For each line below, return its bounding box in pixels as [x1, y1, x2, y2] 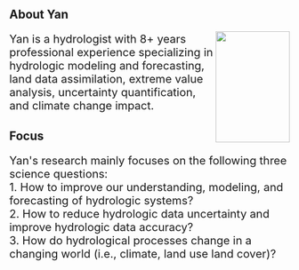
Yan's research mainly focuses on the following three [9, 153, 287, 168]
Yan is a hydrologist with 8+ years [9, 32, 187, 47]
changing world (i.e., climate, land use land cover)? [9, 246, 277, 261]
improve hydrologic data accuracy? [9, 219, 194, 234]
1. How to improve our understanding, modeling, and [9, 179, 284, 195]
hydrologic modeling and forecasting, [9, 59, 205, 74]
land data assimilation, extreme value [9, 72, 204, 87]
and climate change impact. [9, 99, 155, 114]
